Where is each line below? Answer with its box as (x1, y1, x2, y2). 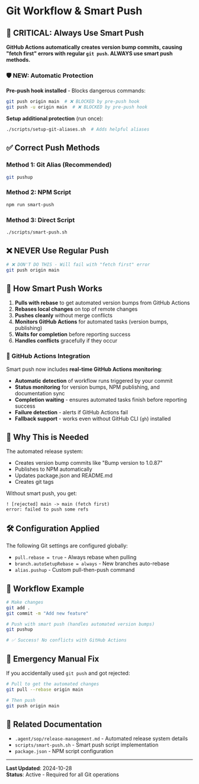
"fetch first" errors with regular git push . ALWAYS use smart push (6, 50, 173, 57)
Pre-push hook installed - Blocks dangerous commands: (6, 87, 146, 95)
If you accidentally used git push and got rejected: (6, 670, 130, 676)
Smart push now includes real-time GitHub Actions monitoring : (6, 366, 163, 373)
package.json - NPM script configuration (14, 748, 114, 755)
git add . (6, 604, 31, 610)
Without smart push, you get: (6, 490, 77, 497)
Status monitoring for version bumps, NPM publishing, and (14, 383, 160, 391)
